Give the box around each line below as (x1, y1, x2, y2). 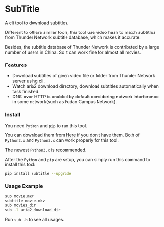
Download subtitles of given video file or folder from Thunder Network (12, 73, 155, 79)
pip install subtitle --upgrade (5, 171, 71, 176)
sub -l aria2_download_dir (5, 208, 61, 213)
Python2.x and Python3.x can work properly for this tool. (5, 137, 119, 143)
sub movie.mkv (5, 194, 34, 199)
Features (5, 62, 27, 68)
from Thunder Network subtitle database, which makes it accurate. (5, 34, 141, 40)
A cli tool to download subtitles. (5, 20, 69, 26)
